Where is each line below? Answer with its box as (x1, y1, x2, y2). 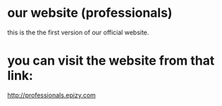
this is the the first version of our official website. (7, 28, 149, 37)
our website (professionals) (7, 5, 173, 21)
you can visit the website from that (7, 53, 215, 69)
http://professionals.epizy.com (7, 91, 97, 99)
